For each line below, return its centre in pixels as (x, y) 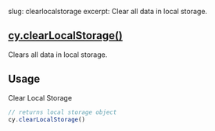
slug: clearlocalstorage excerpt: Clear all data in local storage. (108, 11)
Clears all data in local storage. (58, 55)
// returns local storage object (63, 112)
